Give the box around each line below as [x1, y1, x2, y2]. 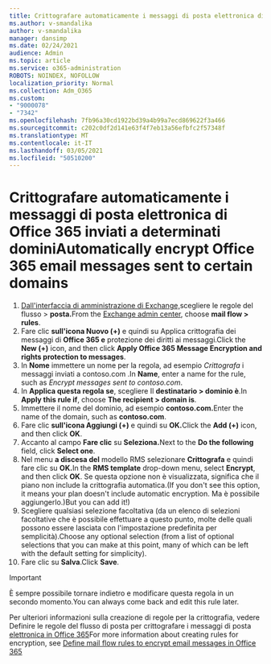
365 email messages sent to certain [9, 257, 253, 275]
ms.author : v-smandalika [9, 19, 92, 27]
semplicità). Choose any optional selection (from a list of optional [20, 532, 235, 542]
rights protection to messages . [20, 352, 126, 362]
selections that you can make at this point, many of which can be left [20, 540, 248, 550]
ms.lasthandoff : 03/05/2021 [9, 146, 104, 155]
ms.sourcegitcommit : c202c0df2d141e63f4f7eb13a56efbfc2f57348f [9, 124, 226, 132]
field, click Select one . [20, 446, 96, 456]
